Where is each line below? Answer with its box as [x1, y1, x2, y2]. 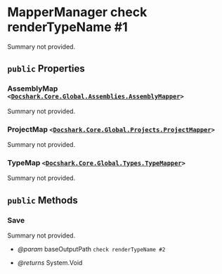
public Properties [7, 63, 86, 74]
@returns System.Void [17, 258, 83, 267]
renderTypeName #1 [7, 19, 128, 35]
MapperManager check [7, 4, 148, 20]
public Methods [7, 194, 79, 206]
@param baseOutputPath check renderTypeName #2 [17, 244, 166, 253]
